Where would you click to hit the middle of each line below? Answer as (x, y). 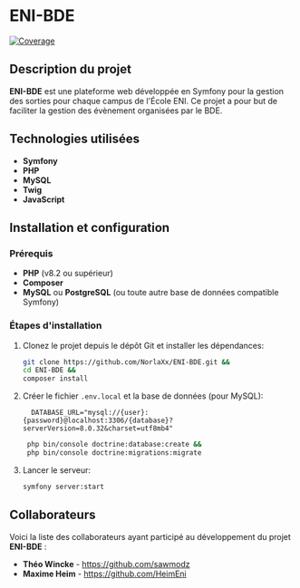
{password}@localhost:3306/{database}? (98, 421)
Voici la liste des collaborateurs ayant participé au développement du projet (150, 536)
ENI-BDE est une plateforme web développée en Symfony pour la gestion (146, 91)
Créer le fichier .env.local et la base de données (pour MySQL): (143, 396)
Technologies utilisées (75, 139)
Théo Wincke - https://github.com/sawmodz (106, 564)
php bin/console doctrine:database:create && (114, 445)
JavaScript (44, 199)
